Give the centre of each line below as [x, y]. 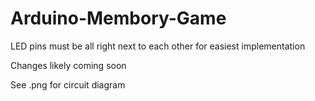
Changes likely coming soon [68, 65]
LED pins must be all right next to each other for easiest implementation [158, 46]
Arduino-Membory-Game [118, 18]
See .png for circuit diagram [68, 84]
